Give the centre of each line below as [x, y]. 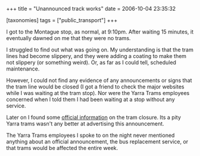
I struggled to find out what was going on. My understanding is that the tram [100, 50]
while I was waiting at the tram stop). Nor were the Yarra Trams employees [98, 93]
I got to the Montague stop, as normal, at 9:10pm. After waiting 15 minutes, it [100, 32]
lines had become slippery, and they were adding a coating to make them [96, 56]
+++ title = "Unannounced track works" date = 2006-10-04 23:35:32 [91, 9]
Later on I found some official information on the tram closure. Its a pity [93, 117]
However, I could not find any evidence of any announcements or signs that [99, 80]
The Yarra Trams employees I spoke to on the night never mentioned [90, 135]
